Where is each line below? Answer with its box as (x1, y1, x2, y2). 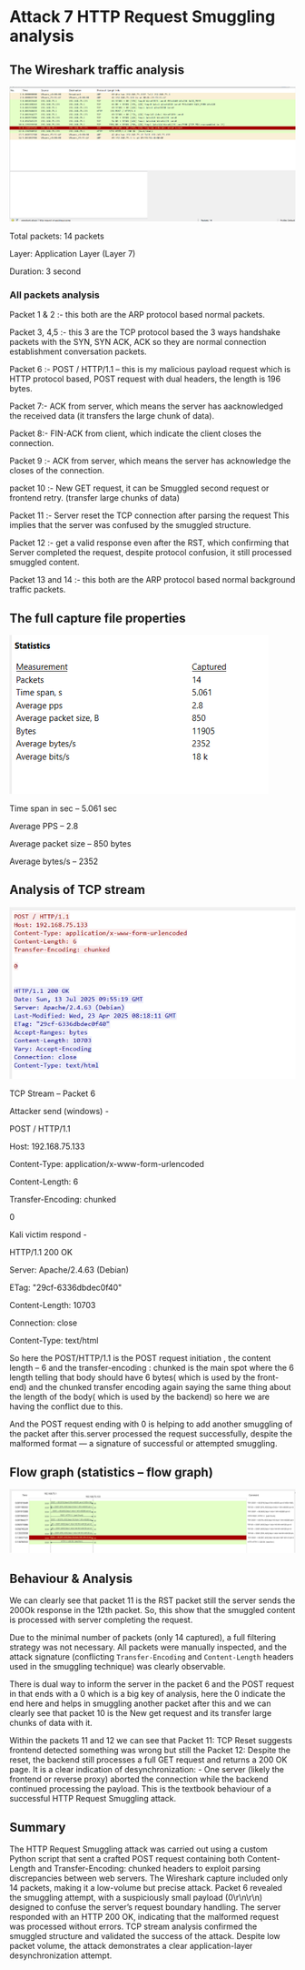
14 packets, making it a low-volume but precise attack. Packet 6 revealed (9, 1883, 283, 1894)
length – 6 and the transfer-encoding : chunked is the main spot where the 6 (9, 1363, 295, 1374)
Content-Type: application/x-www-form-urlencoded (9, 1159, 204, 1170)
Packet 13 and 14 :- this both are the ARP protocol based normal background (9, 574, 296, 585)
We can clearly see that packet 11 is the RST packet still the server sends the (9, 1595, 296, 1606)
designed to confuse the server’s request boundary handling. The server (9, 1902, 281, 1913)
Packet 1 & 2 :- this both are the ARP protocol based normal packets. (9, 310, 265, 320)
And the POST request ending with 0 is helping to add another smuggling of (9, 1418, 293, 1430)
